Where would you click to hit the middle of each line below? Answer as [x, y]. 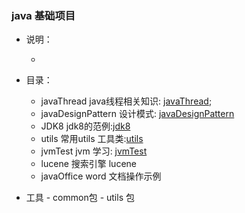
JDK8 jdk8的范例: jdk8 [85, 126]
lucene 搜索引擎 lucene [88, 164]
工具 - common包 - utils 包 [80, 198]
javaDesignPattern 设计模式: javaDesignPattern [137, 114]
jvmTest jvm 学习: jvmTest [94, 151]
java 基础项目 [43, 15]
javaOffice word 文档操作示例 [101, 176]
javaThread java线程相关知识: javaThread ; [126, 101]
